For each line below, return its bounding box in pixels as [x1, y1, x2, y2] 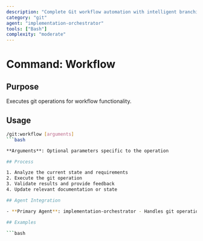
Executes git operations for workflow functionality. [6, 97, 132, 105]
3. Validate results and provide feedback [6, 181, 115, 187]
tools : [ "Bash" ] [6, 25, 47, 32]
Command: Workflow [6, 58, 116, 71]
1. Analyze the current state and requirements [6, 170, 129, 176]
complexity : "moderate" [6, 31, 66, 38]
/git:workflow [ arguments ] [6, 131, 74, 137]
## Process [6, 159, 34, 165]
